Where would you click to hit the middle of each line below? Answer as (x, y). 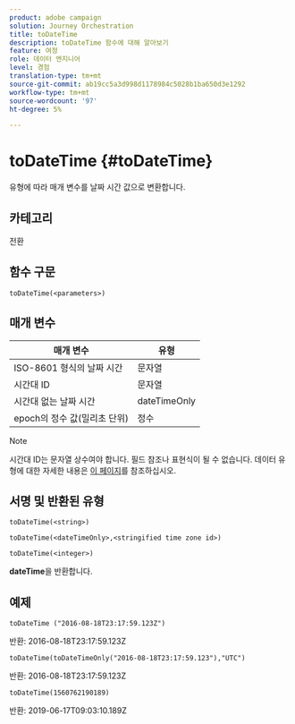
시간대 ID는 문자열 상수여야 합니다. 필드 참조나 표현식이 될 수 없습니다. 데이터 (143, 459)
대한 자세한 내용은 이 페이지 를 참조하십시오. (101, 470)
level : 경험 (30, 68)
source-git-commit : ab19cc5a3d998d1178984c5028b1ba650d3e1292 (127, 84)
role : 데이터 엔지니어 (45, 59)
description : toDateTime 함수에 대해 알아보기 (89, 43)
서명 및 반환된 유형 (57, 502)
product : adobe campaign (55, 17)
